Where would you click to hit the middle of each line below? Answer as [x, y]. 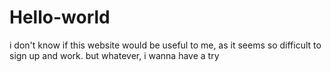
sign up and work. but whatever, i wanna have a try [114, 55]
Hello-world [60, 17]
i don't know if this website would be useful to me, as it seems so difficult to [165, 45]
